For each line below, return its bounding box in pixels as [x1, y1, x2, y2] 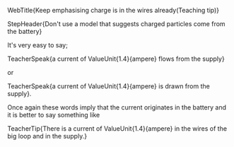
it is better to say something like [7, 111, 100, 119]
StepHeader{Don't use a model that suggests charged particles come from [7, 20, 226, 28]
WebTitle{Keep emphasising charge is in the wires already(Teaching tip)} [7, 6, 220, 14]
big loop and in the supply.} [7, 132, 87, 140]
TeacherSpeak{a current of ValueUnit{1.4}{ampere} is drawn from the [7, 82, 210, 90]
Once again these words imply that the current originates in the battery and [7, 103, 227, 112]
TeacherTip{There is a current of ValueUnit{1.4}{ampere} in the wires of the [7, 124, 228, 133]
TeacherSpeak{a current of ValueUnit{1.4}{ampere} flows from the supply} [7, 54, 225, 63]
